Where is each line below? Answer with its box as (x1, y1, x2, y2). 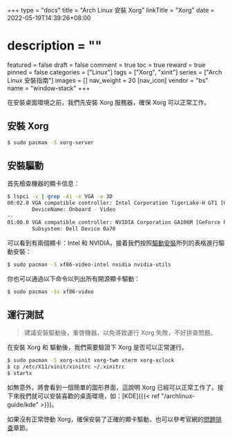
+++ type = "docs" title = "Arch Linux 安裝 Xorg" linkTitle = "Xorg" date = (7, 6, 215, 14)
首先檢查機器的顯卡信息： (7, 179, 80, 188)
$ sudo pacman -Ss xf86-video (7, 288, 95, 295)
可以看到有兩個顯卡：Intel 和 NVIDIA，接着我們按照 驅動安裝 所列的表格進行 (7, 239, 219, 247)
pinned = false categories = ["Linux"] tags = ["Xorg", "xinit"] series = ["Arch (7, 68, 222, 76)
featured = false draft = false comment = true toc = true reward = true (7, 61, 206, 69)
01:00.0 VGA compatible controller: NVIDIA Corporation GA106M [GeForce (7, 219, 221, 226)
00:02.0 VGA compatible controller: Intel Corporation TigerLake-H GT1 (7, 199, 217, 207)
